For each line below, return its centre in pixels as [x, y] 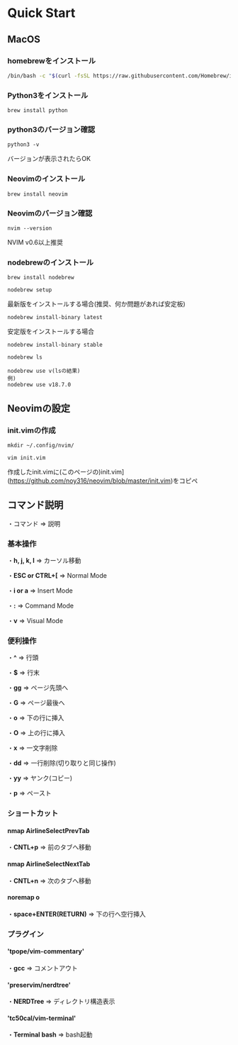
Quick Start [41, 13]
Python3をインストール [48, 95]
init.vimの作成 [32, 430]
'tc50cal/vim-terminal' [42, 1018]
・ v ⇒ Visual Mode [35, 621]
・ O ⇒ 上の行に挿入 [36, 733]
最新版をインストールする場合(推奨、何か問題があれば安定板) [96, 304]
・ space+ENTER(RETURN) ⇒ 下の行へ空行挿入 [77, 914]
